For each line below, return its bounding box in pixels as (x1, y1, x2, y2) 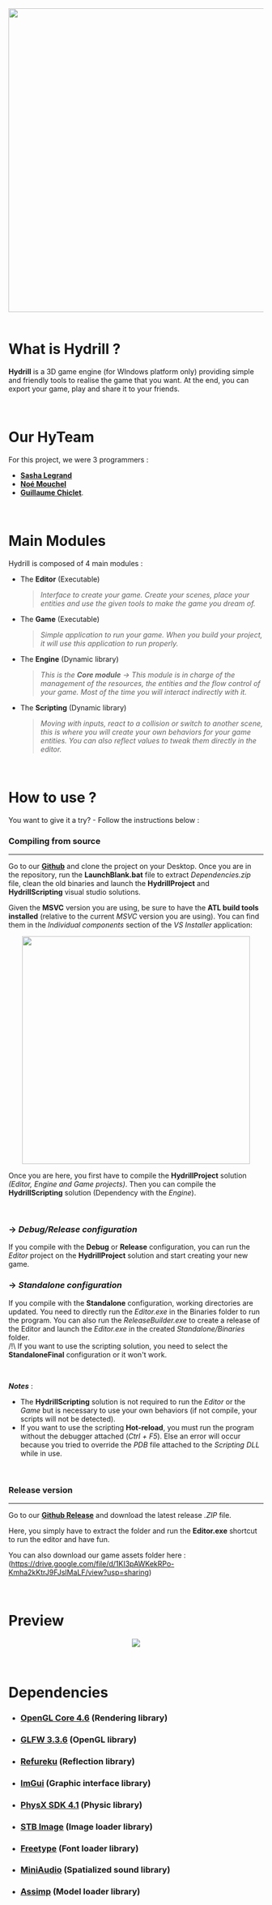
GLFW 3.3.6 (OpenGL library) (19, 1733, 138, 1745)
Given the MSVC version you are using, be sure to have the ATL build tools (8, 903, 259, 913)
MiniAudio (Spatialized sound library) (19, 1865, 171, 1876)
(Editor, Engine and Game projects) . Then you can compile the (8, 1179, 216, 1189)
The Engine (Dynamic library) (19, 654, 119, 663)
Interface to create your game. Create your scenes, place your (40, 590, 250, 599)
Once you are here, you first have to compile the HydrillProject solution (8, 1170, 247, 1181)
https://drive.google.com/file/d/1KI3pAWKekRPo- (11, 1558, 175, 1568)
